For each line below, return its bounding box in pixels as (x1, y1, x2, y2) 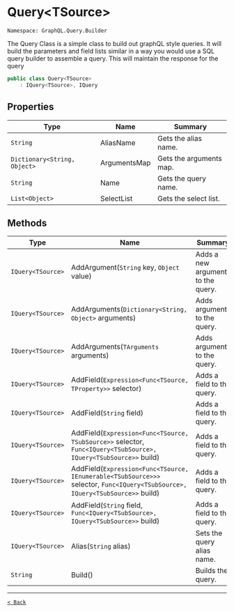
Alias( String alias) (70, 542, 131, 551)
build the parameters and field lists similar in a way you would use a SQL (7, 47, 215, 55)
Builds (195, 566, 216, 576)
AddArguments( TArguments (70, 342, 159, 352)
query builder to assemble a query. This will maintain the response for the (7, 54, 219, 63)
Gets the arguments (157, 153, 223, 163)
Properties (7, 101, 54, 113)
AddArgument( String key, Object (70, 263, 180, 273)
